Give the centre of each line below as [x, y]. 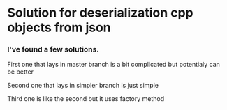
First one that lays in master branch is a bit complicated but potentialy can [113, 65]
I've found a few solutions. [53, 49]
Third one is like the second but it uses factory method [86, 99]
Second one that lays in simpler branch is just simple [83, 86]
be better [20, 72]
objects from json [59, 28]
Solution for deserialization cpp [100, 13]
